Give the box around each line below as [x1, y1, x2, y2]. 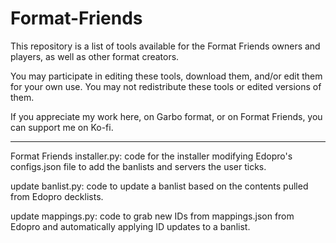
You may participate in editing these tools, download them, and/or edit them [10, 70, 323, 82]
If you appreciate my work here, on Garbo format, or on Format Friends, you [10, 110, 323, 122]
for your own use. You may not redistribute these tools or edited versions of [10, 80, 322, 92]
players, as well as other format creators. [10, 50, 180, 62]
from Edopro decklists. [10, 190, 104, 202]
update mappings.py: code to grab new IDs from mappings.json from [10, 210, 295, 222]
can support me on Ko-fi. [10, 121, 114, 133]
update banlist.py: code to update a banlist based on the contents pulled [10, 180, 309, 192]
